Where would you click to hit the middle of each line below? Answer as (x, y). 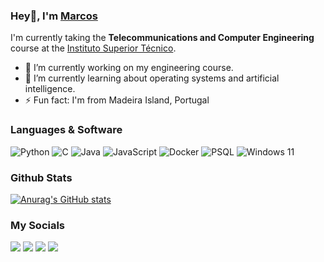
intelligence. (50, 89)
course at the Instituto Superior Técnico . (93, 48)
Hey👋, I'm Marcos (54, 16)
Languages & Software (66, 130)
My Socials (38, 225)
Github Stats (41, 177)
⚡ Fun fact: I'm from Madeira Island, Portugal (117, 100)
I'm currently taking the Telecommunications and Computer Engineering (162, 38)
